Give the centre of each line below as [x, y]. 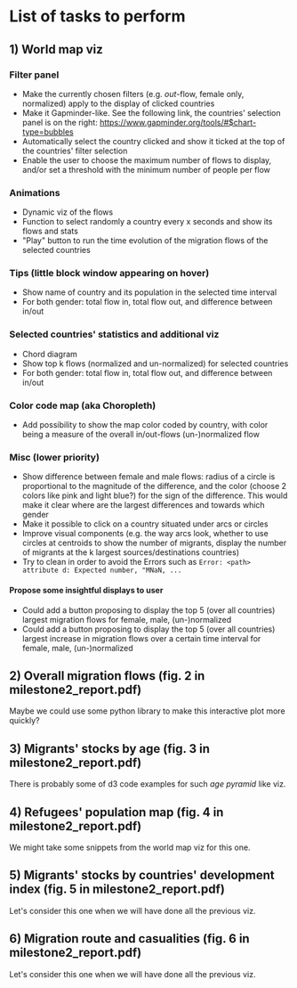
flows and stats [50, 231]
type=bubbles [48, 132]
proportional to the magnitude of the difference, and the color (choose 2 [154, 486]
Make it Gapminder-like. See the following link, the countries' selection [152, 112]
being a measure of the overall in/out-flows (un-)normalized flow [141, 435]
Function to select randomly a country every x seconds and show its [147, 222]
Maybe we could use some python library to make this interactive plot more [148, 711]
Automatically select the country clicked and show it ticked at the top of [153, 141]
